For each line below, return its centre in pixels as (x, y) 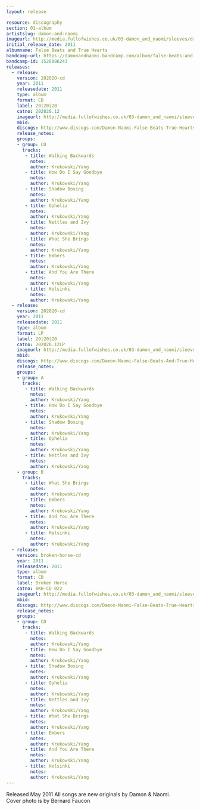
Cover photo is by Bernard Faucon (48, 800)
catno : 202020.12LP (41, 344)
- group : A (30, 378)
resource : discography (34, 22)
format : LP (30, 333)
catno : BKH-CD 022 (40, 589)
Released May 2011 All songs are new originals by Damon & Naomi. (88, 794)
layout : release (26, 12)
